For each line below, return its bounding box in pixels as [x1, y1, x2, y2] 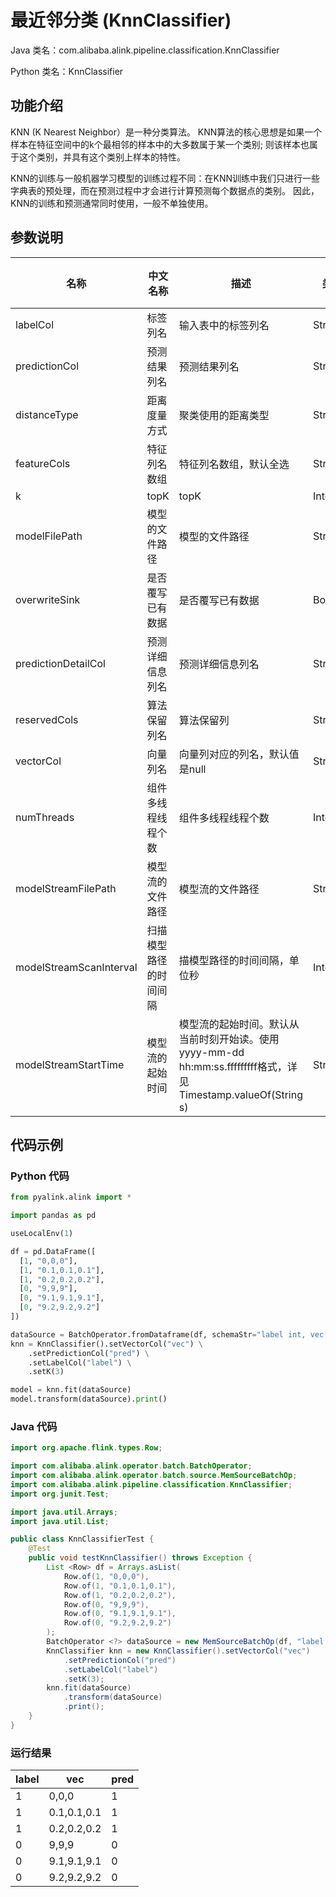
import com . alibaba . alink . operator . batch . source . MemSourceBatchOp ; [10, 1471, 298, 1481]
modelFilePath [15, 529, 83, 543]
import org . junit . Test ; [10, 1489, 110, 1499]
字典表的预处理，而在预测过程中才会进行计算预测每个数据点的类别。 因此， [10, 184, 320, 196]
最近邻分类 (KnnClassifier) [10, 9, 232, 32]
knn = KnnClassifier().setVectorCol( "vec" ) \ [10, 1339, 203, 1349]
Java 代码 [10, 1419, 58, 1433]
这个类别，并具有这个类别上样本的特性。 [18, 151, 186, 163]
